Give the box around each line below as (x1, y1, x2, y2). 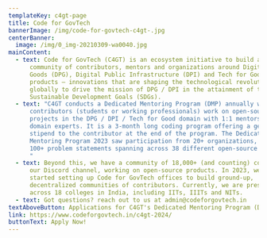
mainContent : (8, 48, 52, 56)
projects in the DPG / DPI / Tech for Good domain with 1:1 (29, 115, 233, 123)
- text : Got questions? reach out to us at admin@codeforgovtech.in (15, 196, 247, 204)
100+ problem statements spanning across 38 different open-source (29, 144, 258, 152)
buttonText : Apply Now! (8, 218, 87, 226)
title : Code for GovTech (8, 19, 91, 27)
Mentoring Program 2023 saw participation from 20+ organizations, (29, 136, 258, 145)
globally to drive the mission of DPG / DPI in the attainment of (29, 85, 254, 94)
